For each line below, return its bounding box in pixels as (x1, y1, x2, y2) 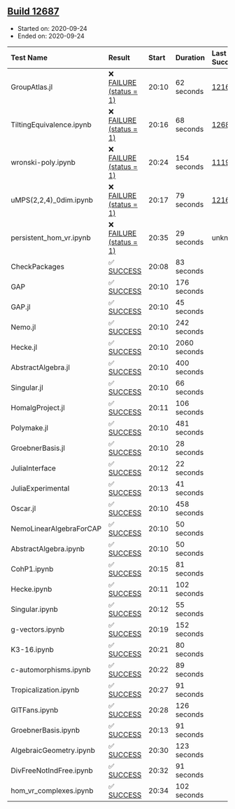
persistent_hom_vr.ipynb (10, 233, 91, 243)
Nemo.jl (10, 322, 36, 332)
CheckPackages (10, 261, 65, 271)
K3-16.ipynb (10, 644, 55, 654)
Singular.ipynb (10, 604, 58, 614)
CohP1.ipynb (10, 564, 54, 573)
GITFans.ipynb (10, 705, 59, 714)
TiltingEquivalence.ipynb (10, 119, 92, 129)
